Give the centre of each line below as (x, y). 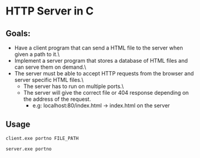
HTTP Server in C (50, 11)
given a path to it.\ (37, 54)
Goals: (18, 33)
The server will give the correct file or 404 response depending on (106, 93)
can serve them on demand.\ (50, 67)
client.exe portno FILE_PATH (42, 138)
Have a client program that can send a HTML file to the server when (98, 48)
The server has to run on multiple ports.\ (73, 86)
